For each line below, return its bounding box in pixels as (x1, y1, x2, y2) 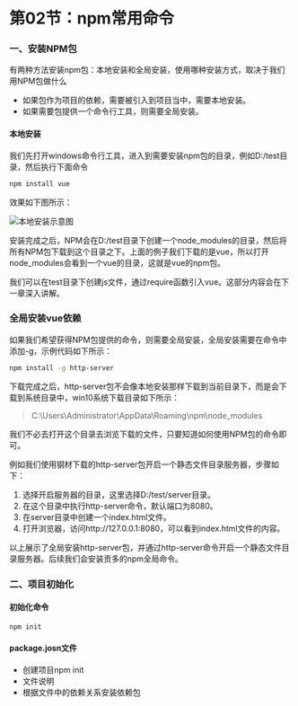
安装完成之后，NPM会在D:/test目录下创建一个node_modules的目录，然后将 (9, 234, 287, 245)
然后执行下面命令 (24, 161, 88, 172)
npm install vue (9, 179, 70, 189)
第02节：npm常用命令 (9, 8, 175, 29)
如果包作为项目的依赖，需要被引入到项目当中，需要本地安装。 (22, 95, 251, 106)
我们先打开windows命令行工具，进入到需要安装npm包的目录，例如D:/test (9, 150, 280, 161)
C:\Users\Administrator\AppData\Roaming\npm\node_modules (31, 410, 263, 420)
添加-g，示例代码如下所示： (9, 345, 113, 356)
